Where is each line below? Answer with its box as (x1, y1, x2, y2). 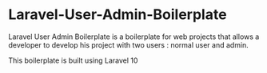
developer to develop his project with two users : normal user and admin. (8, 40, 249, 49)
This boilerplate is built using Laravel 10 (8, 56, 138, 65)
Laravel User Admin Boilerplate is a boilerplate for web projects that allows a (8, 32, 260, 41)
